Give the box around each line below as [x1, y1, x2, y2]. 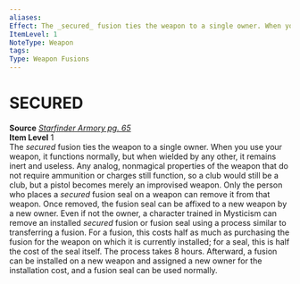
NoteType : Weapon [9, 38, 74, 47]
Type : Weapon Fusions [9, 54, 90, 63]
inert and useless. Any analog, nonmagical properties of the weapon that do [9, 160, 288, 171]
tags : [9, 46, 29, 55]
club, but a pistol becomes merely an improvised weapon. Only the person [9, 180, 283, 190]
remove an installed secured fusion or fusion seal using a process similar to [9, 217, 287, 228]
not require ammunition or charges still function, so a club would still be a [9, 170, 279, 180]
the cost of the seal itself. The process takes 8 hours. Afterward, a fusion [9, 246, 278, 256]
